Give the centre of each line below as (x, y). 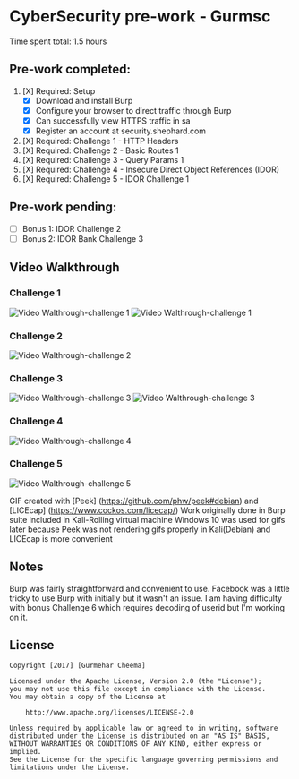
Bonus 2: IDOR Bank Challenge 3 (83, 238)
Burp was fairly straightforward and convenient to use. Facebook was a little (149, 588)
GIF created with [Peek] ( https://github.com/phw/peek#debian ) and (134, 501)
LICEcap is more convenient (61, 538)
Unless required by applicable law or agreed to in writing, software (144, 728)
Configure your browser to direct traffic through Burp (133, 110)
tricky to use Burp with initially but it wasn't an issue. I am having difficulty (146, 598)
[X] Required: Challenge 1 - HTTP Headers (100, 141)
